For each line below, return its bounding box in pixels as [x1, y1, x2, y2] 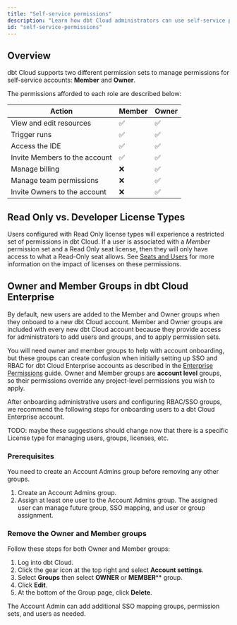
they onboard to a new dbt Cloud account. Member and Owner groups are [7, 317, 224, 326]
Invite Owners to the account [11, 187, 107, 197]
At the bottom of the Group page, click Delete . [17, 588, 153, 597]
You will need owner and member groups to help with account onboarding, [7, 346, 225, 355]
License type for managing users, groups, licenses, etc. [7, 434, 169, 442]
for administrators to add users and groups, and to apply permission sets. [7, 333, 221, 341]
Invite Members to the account [11, 153, 113, 162]
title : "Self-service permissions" [7, 10, 112, 18]
